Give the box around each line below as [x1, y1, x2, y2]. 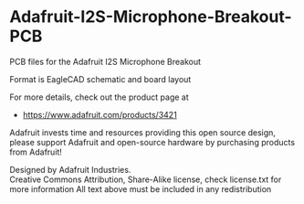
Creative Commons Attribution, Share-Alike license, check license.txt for [9, 174, 282, 185]
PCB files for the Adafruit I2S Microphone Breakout [9, 56, 202, 67]
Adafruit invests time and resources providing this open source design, [9, 126, 277, 138]
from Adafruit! [9, 146, 62, 157]
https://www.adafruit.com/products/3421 [22, 109, 178, 120]
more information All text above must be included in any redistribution [9, 183, 272, 194]
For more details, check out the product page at [9, 91, 189, 102]
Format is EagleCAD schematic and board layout [9, 73, 192, 84]
